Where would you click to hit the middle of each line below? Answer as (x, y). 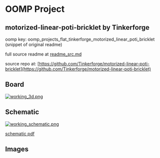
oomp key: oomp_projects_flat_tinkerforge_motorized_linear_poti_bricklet (80, 39)
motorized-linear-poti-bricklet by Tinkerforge (78, 27)
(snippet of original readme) (34, 45)
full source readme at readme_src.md (43, 54)
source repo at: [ (22, 64)
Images (17, 149)
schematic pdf (20, 133)
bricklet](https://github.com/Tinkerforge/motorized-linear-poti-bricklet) (78, 69)
